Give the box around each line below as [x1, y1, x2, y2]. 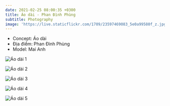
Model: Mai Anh [12, 46, 46, 52]
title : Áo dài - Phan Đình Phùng [5, 12, 76, 17]
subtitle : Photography [5, 17, 53, 22]
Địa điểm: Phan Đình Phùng [12, 41, 70, 47]
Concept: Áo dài [12, 36, 47, 42]
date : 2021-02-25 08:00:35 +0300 [5, 7, 76, 13]
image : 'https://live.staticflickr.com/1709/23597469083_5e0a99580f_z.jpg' [5, 21, 168, 27]
